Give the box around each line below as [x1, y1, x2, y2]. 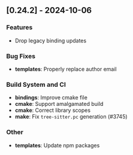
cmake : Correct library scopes [14, 107, 91, 114]
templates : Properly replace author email [14, 65, 117, 72]
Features [6, 23, 33, 32]
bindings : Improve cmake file [14, 94, 88, 101]
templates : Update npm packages [14, 141, 100, 149]
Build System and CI [6, 80, 66, 89]
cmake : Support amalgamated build [14, 101, 104, 108]
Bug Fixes [6, 51, 36, 60]
